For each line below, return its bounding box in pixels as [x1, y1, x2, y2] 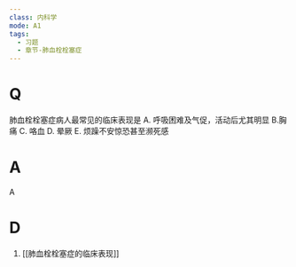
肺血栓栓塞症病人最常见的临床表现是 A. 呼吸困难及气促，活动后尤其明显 [9, 114, 270, 125]
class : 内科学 [9, 12, 58, 22]
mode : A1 [9, 21, 42, 30]
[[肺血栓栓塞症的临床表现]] [21, 247, 120, 258]
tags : [9, 29, 29, 38]
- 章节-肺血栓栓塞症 [17, 46, 82, 55]
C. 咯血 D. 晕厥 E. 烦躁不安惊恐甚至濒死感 [19, 126, 169, 137]
